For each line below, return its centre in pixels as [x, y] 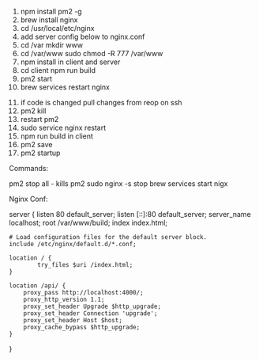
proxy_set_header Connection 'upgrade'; [90, 313]
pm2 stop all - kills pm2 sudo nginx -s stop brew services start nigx [118, 184]
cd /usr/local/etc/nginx [57, 28]
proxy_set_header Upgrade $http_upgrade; [92, 306]
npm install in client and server [70, 62]
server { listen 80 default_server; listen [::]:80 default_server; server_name [130, 214]
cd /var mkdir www [52, 45]
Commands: [29, 168]
